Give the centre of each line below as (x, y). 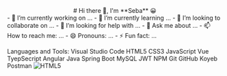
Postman (19, 66)
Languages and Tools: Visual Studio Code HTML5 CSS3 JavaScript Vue (108, 51)
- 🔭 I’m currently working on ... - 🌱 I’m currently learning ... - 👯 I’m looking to (114, 18)
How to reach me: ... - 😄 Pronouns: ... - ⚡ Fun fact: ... (82, 36)
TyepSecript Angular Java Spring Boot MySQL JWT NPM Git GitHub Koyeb (112, 58)
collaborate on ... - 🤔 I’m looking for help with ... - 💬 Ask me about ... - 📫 (109, 25)
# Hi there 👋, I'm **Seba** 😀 (115, 11)
